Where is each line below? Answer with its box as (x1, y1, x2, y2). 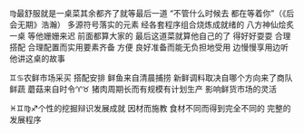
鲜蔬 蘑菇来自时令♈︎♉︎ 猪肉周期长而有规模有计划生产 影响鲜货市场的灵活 (9, 84, 277, 94)
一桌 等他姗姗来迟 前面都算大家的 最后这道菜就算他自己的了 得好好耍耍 (9, 31, 273, 41)
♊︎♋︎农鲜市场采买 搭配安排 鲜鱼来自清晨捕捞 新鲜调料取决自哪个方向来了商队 (9, 72, 293, 83)
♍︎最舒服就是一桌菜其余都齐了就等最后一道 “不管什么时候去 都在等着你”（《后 (9, 8, 295, 18)
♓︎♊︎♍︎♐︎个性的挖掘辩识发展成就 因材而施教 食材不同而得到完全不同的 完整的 (9, 103, 292, 113)
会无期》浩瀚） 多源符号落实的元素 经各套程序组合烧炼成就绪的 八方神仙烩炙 (9, 19, 295, 30)
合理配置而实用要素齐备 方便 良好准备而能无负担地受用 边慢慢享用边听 (26, 42, 289, 52)
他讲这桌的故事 (9, 53, 65, 63)
